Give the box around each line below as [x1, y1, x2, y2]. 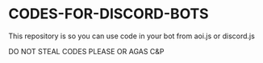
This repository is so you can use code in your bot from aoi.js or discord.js [8, 31, 256, 41]
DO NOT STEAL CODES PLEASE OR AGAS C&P [8, 46, 165, 56]
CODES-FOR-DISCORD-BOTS [8, 5, 209, 23]
